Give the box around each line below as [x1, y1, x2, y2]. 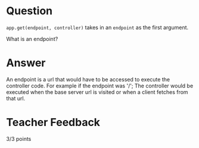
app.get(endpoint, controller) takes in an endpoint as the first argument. [6, 24, 189, 31]
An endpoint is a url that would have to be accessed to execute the [6, 75, 170, 83]
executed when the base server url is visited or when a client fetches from [6, 88, 189, 96]
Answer [6, 56, 46, 70]
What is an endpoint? [6, 35, 58, 42]
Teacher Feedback [6, 116, 100, 129]
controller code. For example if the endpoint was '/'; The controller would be [6, 82, 194, 89]
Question [6, 4, 52, 18]
